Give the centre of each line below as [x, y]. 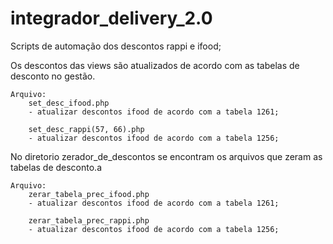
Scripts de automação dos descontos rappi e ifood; [116, 46]
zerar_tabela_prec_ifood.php [89, 194]
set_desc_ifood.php [69, 103]
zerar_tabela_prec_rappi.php [89, 220]
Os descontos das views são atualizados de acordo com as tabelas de [155, 65]
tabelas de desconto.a [56, 167]
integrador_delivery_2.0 [111, 18]
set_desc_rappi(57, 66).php [86, 129]
